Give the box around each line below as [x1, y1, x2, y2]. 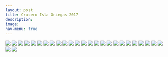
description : [5, 17, 33, 22]
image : [5, 21, 19, 27]
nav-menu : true [5, 26, 38, 32]
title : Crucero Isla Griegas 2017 [5, 12, 79, 17]
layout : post [5, 7, 33, 13]
